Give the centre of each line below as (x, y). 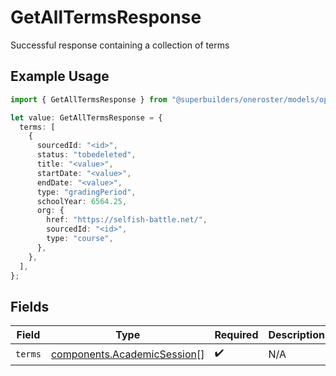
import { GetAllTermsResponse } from (89, 99)
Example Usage (60, 76)
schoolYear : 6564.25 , (82, 201)
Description (296, 335)
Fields (30, 306)
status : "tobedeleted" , (86, 155)
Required (236, 335)
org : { (50, 211)
